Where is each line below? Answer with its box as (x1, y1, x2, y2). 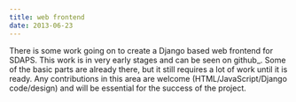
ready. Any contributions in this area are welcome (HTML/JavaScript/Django (9, 73, 288, 84)
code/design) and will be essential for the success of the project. (9, 83, 246, 93)
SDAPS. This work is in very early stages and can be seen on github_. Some (9, 55, 286, 65)
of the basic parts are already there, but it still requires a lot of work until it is (9, 63, 288, 75)
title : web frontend (9, 12, 86, 22)
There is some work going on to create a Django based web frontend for (9, 45, 274, 55)
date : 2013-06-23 (9, 21, 74, 30)
